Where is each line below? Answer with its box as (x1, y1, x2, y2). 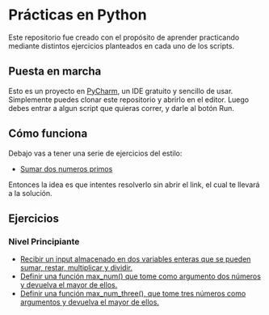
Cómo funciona (8, 127, 88, 141)
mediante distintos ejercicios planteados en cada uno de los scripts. (8, 40, 235, 50)
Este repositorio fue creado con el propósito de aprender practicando (8, 32, 240, 42)
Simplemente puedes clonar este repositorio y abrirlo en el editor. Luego (8, 95, 249, 104)
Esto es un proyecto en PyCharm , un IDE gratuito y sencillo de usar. (8, 86, 233, 96)
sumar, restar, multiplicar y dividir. (19, 263, 133, 273)
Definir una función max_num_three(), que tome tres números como (19, 289, 246, 299)
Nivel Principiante (8, 236, 80, 247)
